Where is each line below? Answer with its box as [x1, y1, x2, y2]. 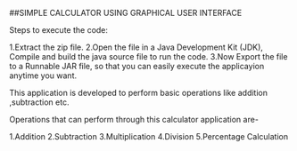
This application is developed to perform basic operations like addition [9, 88, 268, 98]
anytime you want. [9, 70, 78, 81]
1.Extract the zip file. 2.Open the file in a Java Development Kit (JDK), [9, 42, 263, 52]
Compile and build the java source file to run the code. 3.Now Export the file [9, 52, 288, 61]
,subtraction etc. [9, 97, 70, 107]
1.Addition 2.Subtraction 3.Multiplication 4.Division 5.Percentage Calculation [9, 131, 289, 141]
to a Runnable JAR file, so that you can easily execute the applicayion [9, 61, 265, 71]
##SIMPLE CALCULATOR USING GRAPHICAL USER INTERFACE [9, 8, 243, 18]
